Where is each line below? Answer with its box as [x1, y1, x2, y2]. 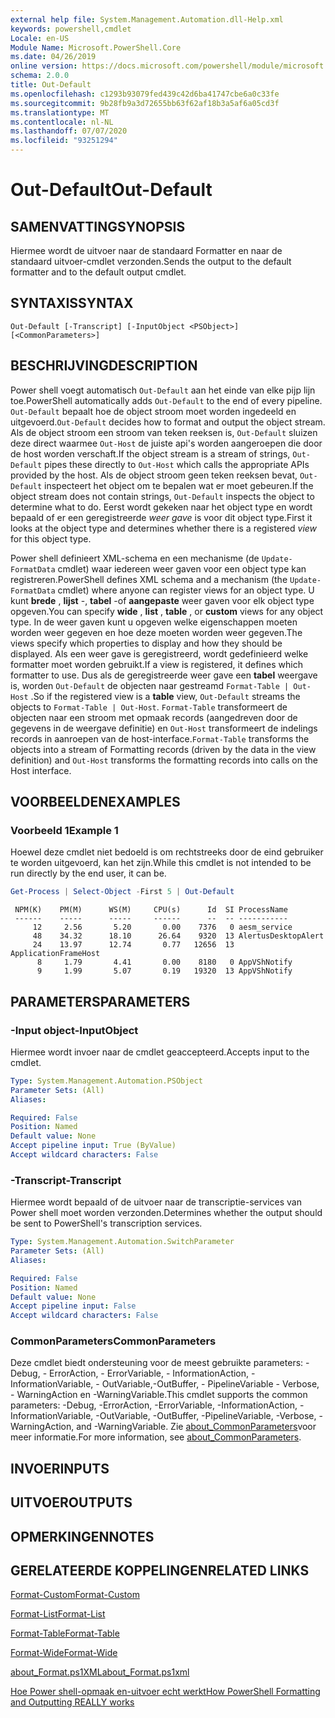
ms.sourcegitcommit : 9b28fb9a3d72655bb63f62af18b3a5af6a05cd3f [10, 98, 280, 108]
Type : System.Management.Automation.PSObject [10, 1076, 203, 1086]
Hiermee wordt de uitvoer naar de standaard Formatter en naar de [10, 245, 283, 256]
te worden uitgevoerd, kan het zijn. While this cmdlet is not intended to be [10, 857, 312, 869]
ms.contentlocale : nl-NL [10, 117, 114, 127]
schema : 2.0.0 [10, 71, 70, 81]
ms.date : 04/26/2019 [10, 52, 97, 62]
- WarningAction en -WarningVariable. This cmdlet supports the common [10, 1389, 308, 1401]
